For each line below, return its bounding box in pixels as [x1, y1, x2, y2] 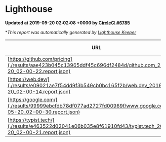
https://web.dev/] [9, 75, 50, 82]
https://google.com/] [9, 96, 58, 103]
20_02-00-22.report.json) [7, 68, 71, 74]
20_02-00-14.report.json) [7, 88, 71, 95]
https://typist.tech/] [9, 116, 55, 123]
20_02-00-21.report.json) [7, 129, 71, 136]
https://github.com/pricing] [9, 55, 73, 62]
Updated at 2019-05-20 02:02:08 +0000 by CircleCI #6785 [5, 20, 130, 26]
